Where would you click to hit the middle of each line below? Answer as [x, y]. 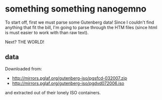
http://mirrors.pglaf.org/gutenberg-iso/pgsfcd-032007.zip [69, 78]
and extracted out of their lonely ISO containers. [53, 92]
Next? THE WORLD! [25, 42]
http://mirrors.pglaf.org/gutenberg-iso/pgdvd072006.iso [68, 83]
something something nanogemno [76, 9]
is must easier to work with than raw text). [47, 32]
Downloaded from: [23, 69]
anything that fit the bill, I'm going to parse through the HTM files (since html [81, 27]
